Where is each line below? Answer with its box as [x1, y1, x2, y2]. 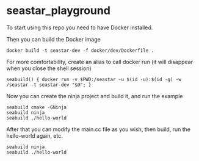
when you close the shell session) [6, 65, 92, 72]
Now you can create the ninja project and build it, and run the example [6, 92, 183, 99]
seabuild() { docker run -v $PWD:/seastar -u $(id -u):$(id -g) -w [6, 76, 182, 82]
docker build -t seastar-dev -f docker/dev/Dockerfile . [6, 47, 154, 54]
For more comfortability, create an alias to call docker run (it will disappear [6, 58, 194, 65]
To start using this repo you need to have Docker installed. [6, 24, 153, 31]
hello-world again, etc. [6, 132, 63, 139]
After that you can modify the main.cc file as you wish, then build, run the [6, 126, 191, 133]
